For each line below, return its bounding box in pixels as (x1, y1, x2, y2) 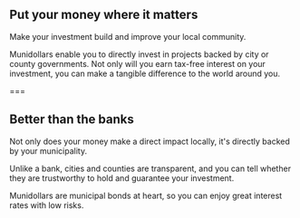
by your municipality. (9, 145, 88, 156)
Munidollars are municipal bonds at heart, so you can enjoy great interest (9, 190, 283, 201)
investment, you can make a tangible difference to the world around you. (9, 68, 281, 79)
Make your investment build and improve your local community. (9, 31, 247, 42)
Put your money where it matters (9, 7, 198, 23)
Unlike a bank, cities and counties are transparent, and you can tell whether (9, 163, 292, 174)
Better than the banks (9, 112, 134, 128)
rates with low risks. (9, 199, 84, 211)
